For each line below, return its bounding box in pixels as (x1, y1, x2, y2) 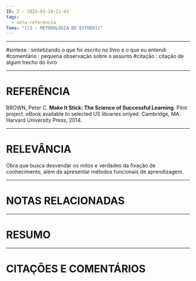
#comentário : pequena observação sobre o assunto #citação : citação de (6, 53, 184, 60)
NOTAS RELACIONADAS (6, 194, 125, 208)
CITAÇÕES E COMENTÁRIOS (6, 262, 146, 276)
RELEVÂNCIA (6, 143, 72, 156)
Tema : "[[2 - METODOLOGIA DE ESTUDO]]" (6, 25, 103, 31)
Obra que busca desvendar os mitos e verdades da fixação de (6, 162, 156, 169)
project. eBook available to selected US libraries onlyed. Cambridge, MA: (6, 111, 181, 118)
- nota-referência (11, 19, 57, 25)
